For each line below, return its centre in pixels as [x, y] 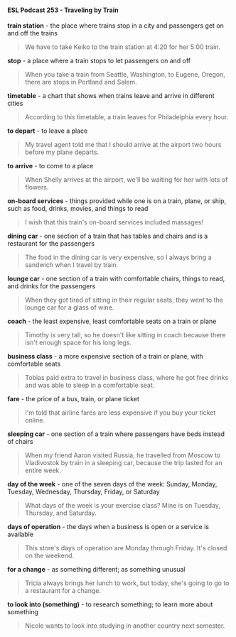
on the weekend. [49, 556]
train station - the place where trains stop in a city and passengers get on [116, 26]
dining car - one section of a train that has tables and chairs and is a [108, 236]
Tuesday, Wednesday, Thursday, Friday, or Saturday [84, 492]
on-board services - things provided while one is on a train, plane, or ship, [117, 201]
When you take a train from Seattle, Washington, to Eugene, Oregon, [125, 75]
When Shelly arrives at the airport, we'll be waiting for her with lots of [126, 180]
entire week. [43, 470]
